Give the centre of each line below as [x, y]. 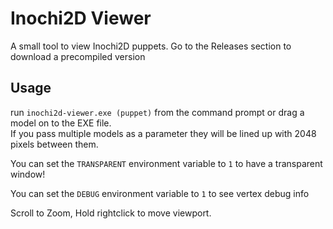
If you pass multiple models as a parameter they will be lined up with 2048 [163, 133]
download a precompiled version [78, 56]
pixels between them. [54, 144]
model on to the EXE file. [61, 123]
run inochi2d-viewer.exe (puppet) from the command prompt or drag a [157, 112]
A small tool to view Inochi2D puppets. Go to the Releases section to [151, 46]
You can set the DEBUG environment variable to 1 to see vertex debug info [160, 193]
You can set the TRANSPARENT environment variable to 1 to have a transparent [166, 163]
